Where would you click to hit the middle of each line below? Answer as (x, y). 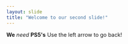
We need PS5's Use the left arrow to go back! (64, 34)
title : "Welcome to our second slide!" (57, 17)
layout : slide (24, 12)
